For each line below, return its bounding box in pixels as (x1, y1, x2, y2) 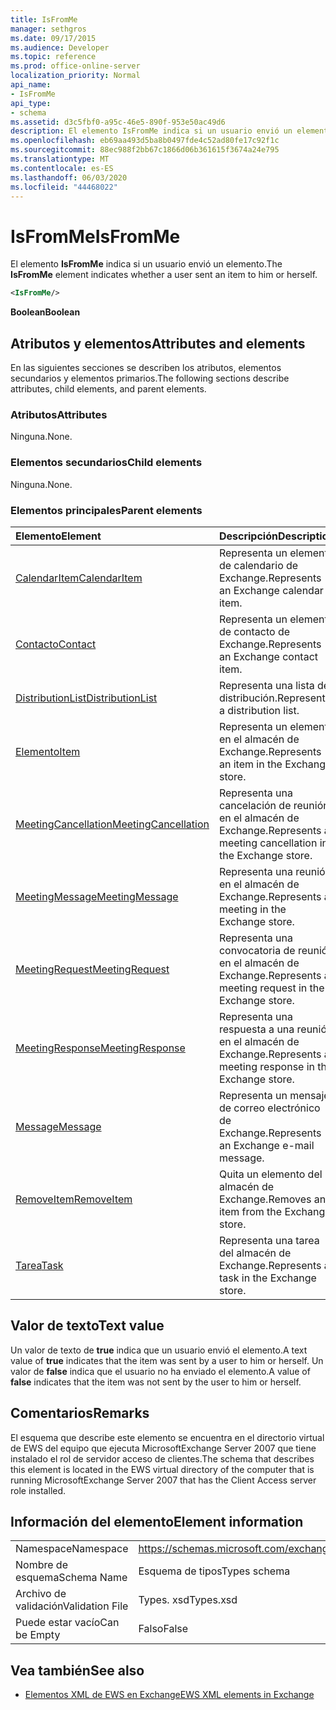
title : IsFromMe (10, 14, 78, 25)
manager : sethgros (10, 24, 87, 34)
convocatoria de (218, 943, 296, 957)
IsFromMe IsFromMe (10, 225, 181, 248)
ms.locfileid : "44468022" (10, 182, 118, 192)
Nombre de (15, 1558, 68, 1572)
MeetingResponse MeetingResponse (15, 1041, 186, 1055)
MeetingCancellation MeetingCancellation (15, 817, 210, 831)
